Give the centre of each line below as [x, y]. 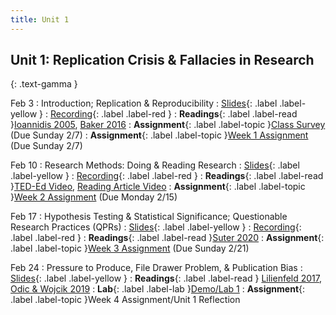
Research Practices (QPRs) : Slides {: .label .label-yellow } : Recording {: [156, 227]
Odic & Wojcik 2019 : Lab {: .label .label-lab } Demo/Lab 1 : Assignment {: [158, 289]
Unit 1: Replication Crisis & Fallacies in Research [162, 60]
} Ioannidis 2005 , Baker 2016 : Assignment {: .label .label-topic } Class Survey [168, 125]
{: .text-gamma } [44, 84]
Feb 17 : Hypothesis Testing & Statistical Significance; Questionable [149, 217]
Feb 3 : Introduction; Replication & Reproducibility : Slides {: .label [144, 103]
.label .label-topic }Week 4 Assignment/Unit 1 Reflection [125, 300]
